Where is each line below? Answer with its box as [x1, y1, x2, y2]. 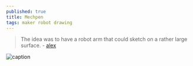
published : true [6, 8, 46, 15]
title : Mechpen [6, 14, 44, 20]
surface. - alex [20, 42, 57, 49]
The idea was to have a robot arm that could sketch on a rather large [20, 36, 188, 43]
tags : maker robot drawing [6, 19, 73, 25]
